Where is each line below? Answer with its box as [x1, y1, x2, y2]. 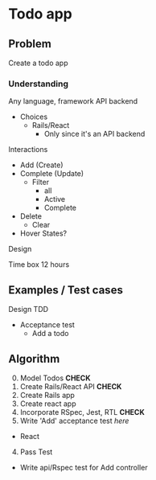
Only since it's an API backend [43, 129, 146, 139]
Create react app [19, 399, 76, 408]
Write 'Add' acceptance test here [19, 416, 129, 425]
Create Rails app [19, 390, 75, 400]
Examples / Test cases [8, 283, 123, 297]
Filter [31, 178, 50, 187]
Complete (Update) [19, 169, 84, 178]
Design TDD [8, 305, 49, 314]
